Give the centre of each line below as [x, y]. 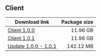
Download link [32, 22]
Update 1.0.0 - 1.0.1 [32, 46]
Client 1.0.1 [21, 38]
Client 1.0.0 [21, 30]
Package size [77, 22]
